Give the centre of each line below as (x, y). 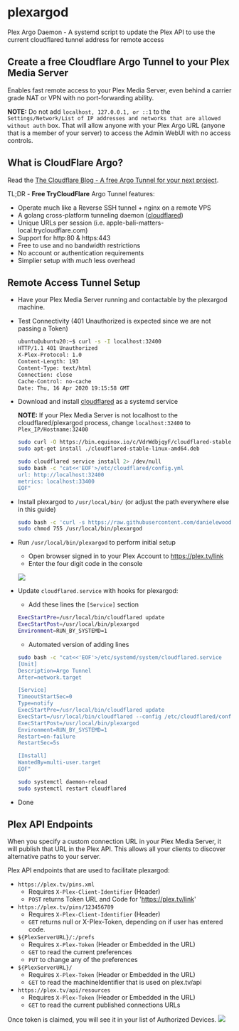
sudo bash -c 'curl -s (51, 522)
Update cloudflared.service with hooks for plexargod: (98, 591)
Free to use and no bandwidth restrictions (79, 245)
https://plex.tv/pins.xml (56, 885)
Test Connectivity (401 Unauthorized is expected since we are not (114, 321)
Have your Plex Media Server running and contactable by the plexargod (122, 300)
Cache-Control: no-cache (54, 381)
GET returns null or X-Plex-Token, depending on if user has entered (126, 922)
